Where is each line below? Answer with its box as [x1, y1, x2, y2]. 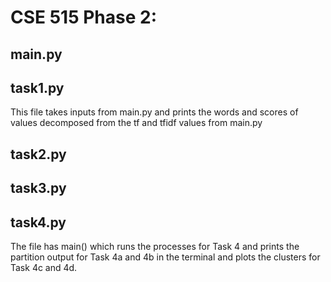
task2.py [10, 146, 67, 163]
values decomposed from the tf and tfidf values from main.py [10, 117, 263, 129]
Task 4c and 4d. [10, 261, 78, 273]
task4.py [10, 214, 67, 231]
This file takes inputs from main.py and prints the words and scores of [10, 106, 299, 118]
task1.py [10, 79, 65, 96]
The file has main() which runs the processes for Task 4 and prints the [10, 240, 300, 252]
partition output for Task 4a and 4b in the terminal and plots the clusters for [10, 251, 321, 263]
